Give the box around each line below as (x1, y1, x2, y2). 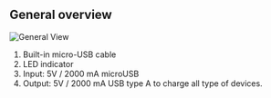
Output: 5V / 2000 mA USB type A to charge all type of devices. (22, 77, 263, 89)
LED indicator (22, 58, 74, 69)
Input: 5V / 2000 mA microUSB (22, 68, 140, 79)
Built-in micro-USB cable (22, 49, 117, 60)
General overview (9, 7, 112, 23)
